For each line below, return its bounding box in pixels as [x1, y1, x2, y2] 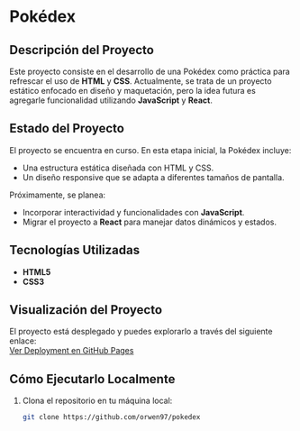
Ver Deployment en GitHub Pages [9, 345, 134, 356]
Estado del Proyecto [9, 121, 124, 136]
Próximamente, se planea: [9, 189, 106, 200]
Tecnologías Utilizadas [9, 243, 141, 258]
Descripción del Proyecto [9, 42, 155, 58]
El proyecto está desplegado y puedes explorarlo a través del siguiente [9, 326, 273, 337]
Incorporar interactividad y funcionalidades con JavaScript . [22, 206, 245, 217]
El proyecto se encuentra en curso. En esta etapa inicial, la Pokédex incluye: [9, 144, 292, 155]
